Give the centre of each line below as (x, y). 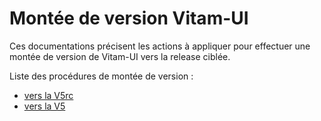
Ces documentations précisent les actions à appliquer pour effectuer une (160, 46)
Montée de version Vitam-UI (129, 18)
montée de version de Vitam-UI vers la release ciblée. (120, 56)
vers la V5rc (48, 95)
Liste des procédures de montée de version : (101, 76)
